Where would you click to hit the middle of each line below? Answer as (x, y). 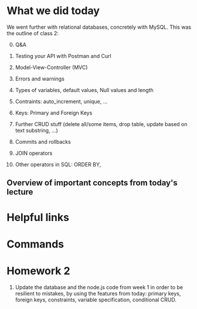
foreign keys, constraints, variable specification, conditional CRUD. (96, 300)
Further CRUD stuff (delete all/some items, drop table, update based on (101, 124)
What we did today (53, 11)
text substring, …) (36, 130)
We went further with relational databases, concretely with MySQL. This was (99, 27)
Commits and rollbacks (43, 141)
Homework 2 (38, 271)
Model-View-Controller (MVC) (51, 67)
